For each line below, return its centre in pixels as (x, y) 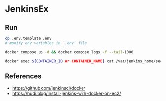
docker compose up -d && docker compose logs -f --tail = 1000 (69, 52)
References (23, 76)
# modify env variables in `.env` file (46, 43)
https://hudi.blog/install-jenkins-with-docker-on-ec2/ (66, 93)
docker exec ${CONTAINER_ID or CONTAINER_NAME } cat (59, 61)
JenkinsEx (27, 9)
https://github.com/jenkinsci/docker (49, 88)
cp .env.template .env (28, 38)
